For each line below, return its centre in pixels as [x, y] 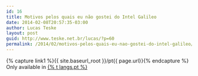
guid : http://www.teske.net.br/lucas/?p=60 [60, 39]
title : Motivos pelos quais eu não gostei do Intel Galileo [82, 17]
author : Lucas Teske [32, 28]
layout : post [22, 33]
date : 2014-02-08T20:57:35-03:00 [47, 22]
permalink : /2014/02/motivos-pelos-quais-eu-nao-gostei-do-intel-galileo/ [100, 44]
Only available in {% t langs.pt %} [47, 67]
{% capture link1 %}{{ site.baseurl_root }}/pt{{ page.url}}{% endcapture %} [98, 61]
